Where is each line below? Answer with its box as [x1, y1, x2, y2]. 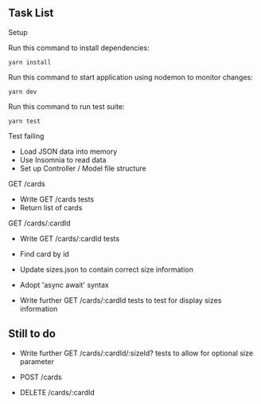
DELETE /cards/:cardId [19, 387, 95, 397]
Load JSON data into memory [19, 147, 118, 156]
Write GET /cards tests [19, 194, 95, 204]
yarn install [8, 58, 52, 66]
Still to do [8, 327, 56, 341]
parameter [19, 356, 54, 366]
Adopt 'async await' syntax [19, 280, 110, 289]
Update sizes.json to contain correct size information [19, 265, 193, 274]
